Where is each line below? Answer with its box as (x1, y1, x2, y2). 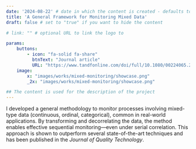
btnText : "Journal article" (32, 57, 100, 63)
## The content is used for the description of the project (6, 89, 156, 95)
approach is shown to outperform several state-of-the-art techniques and (6, 130, 183, 137)
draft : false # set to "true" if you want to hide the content (6, 19, 163, 25)
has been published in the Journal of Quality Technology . (6, 136, 144, 143)
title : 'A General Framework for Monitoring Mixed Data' (6, 14, 148, 20)
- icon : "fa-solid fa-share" (27, 51, 98, 57)
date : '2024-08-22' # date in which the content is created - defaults (6, 8, 184, 15)
